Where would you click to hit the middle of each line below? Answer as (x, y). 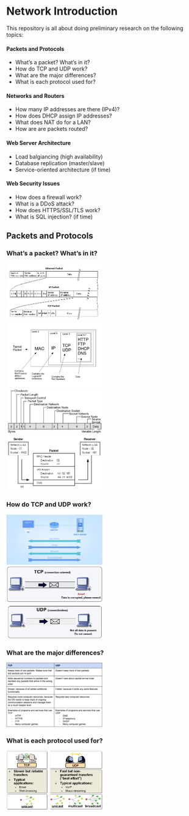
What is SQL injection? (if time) (54, 217)
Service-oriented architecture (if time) (63, 169)
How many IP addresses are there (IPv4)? (67, 109)
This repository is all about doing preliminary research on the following (95, 28)
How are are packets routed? (52, 129)
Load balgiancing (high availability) (59, 157)
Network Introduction (62, 11)
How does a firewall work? (48, 197)
